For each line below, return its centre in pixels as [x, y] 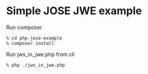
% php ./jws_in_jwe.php [36, 65]
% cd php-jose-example [34, 38]
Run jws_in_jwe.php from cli [40, 54]
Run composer [24, 27]
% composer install [30, 43]
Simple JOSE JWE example [74, 11]
